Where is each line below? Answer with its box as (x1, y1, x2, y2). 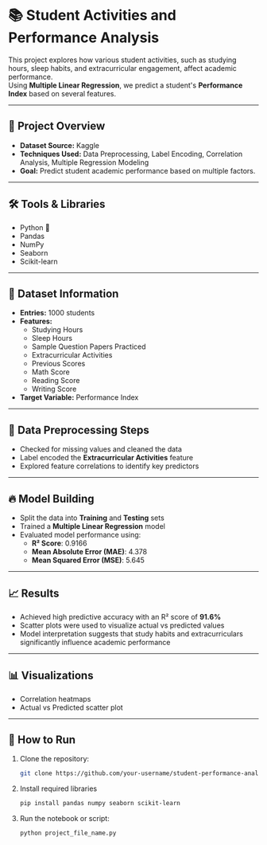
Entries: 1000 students (19, 308, 95, 318)
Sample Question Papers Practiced (31, 342, 146, 351)
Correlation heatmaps (19, 694, 91, 703)
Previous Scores (31, 359, 86, 369)
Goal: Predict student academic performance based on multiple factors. (19, 166, 256, 175)
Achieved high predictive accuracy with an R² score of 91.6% (19, 612, 221, 621)
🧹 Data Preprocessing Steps (8, 423, 149, 436)
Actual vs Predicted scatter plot (19, 702, 123, 712)
